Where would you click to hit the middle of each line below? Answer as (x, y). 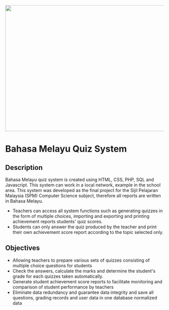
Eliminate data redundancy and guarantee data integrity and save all (83, 292)
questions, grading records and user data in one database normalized (85, 297)
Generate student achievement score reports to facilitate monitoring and (87, 281)
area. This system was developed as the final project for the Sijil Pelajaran (82, 190)
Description (24, 168)
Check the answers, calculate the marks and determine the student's (84, 271)
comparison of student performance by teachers (63, 287)
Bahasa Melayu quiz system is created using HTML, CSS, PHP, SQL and (80, 179)
